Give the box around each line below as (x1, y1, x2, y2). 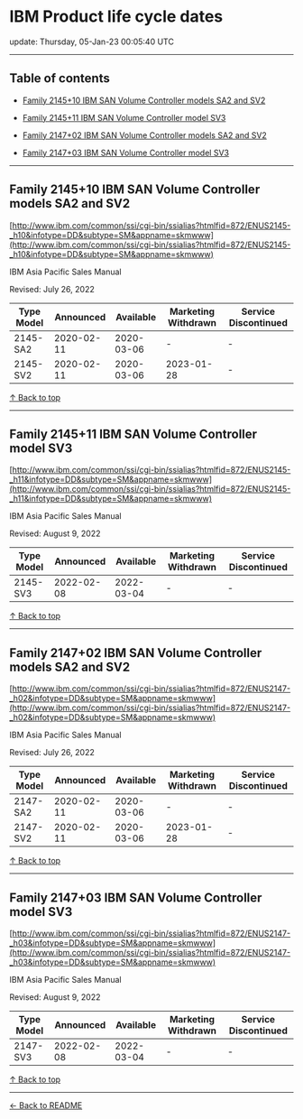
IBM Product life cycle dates (9, 6, 224, 27)
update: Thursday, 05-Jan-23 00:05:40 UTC (9, 36, 174, 47)
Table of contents (9, 70, 110, 87)
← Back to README (9, 1100, 83, 1111)
